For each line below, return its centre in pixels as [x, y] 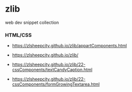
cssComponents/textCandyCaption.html [52, 70]
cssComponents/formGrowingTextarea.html [56, 84]
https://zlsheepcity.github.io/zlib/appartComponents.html [69, 46]
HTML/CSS [18, 35]
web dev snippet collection [32, 22]
